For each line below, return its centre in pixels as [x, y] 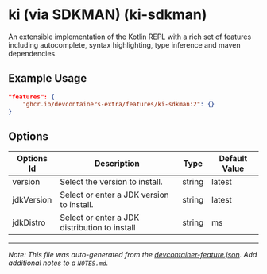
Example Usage [48, 78]
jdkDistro [29, 222]
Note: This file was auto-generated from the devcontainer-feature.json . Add [133, 255]
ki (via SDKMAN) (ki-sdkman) [108, 15]
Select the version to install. [111, 182]
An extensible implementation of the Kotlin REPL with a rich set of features [130, 37]
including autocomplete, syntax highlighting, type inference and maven [124, 44]
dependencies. [33, 53]
